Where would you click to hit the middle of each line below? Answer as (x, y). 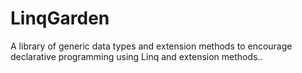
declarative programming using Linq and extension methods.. (136, 56)
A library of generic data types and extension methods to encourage (151, 46)
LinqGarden (60, 18)
